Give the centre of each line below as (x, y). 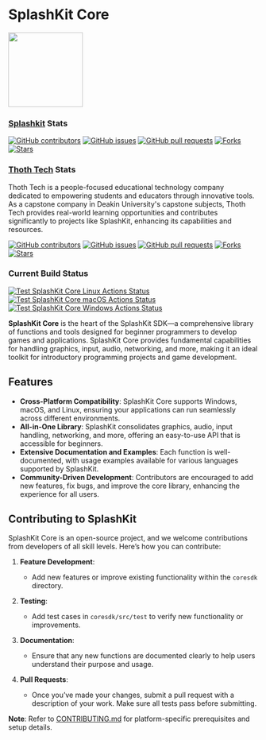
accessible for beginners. (61, 444)
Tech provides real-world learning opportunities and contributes (113, 212)
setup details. (31, 727)
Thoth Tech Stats (42, 170)
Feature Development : (57, 562)
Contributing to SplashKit (73, 519)
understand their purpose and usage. (93, 664)
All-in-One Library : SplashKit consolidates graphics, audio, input (126, 426)
